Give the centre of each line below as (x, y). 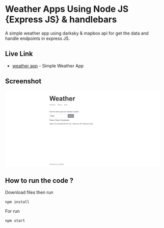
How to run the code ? (39, 180)
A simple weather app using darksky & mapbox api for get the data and (77, 33)
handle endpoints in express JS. (38, 38)
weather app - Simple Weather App (48, 65)
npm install (17, 202)
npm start (15, 221)
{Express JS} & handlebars (61, 19)
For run (13, 211)
